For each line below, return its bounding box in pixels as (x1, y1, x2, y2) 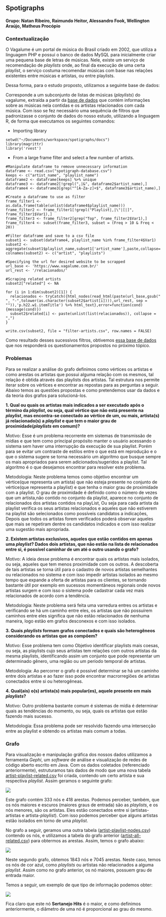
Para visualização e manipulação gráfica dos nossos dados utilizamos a (5, 751, 152, 757)
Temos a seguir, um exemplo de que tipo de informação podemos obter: (5, 882, 153, 888)
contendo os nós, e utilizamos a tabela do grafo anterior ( (5, 832, 123, 838)
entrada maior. (5, 872, 35, 878)
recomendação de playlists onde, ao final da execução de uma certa (5, 62, 145, 68)
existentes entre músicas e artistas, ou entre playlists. (5, 73, 115, 79)
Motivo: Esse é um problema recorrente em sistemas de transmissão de (5, 433, 152, 438)
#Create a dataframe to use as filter (5, 195, 85, 200)
